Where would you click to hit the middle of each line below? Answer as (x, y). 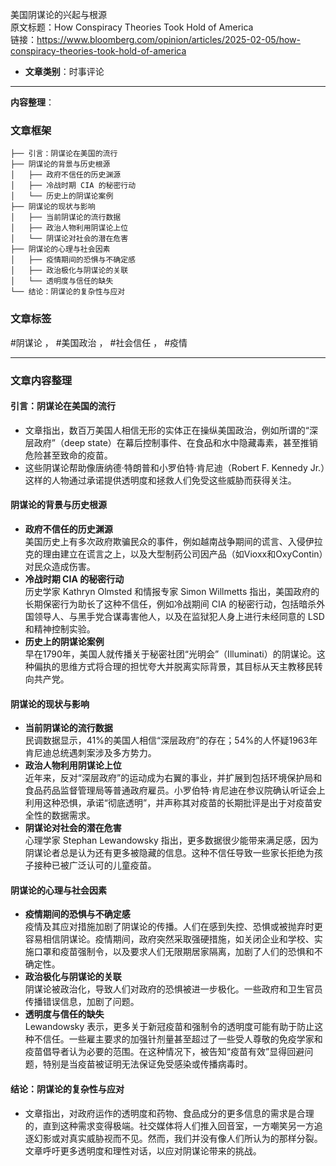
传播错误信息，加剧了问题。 (82, 1002)
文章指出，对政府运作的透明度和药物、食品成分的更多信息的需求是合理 (169, 1113)
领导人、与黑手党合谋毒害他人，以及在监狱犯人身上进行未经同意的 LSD (179, 616)
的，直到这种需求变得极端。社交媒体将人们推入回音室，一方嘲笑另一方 (169, 1125)
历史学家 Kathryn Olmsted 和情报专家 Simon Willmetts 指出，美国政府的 (172, 591)
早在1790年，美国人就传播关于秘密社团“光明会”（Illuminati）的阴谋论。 (170, 654)
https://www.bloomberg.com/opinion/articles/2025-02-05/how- (169, 39)
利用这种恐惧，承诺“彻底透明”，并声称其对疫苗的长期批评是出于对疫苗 (169, 803)
